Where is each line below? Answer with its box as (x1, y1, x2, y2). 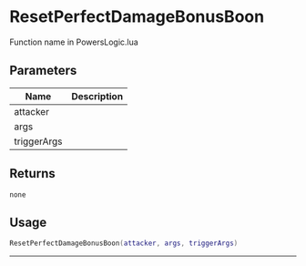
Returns (9, 166, 56, 181)
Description (71, 89, 124, 102)
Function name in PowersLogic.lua (9, 36, 138, 47)
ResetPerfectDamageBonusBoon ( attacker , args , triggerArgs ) (9, 239, 239, 248)
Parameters (9, 63, 77, 78)
